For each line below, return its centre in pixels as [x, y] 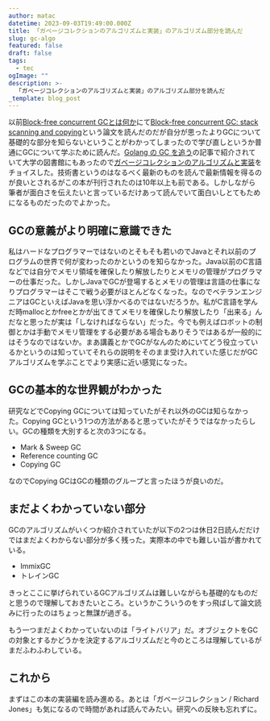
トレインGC [39, 575]
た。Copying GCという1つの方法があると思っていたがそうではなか [118, 421]
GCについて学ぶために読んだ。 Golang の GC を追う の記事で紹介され [135, 152]
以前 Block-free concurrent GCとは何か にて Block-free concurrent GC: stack [133, 122]
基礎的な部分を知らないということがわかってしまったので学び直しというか [132, 143]
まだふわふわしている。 [47, 650]
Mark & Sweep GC [51, 447]
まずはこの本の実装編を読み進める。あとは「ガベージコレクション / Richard [134, 698]
